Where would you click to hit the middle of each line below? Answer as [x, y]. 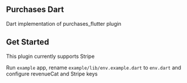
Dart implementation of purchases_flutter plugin [64, 23]
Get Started [28, 42]
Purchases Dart [35, 10]
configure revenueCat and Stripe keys [52, 74]
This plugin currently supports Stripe [50, 56]
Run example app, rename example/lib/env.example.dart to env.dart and [94, 67]
